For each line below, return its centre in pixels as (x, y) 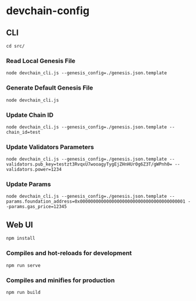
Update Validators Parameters (50, 147)
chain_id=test (24, 132)
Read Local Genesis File (41, 61)
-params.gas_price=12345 (36, 207)
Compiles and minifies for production (60, 280)
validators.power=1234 (34, 170)
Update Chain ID (30, 115)
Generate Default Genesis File (50, 88)
